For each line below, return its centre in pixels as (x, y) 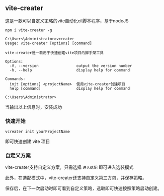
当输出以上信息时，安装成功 (34, 107)
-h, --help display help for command (70, 70)
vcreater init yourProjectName (38, 132)
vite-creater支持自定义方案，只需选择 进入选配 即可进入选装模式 (69, 167)
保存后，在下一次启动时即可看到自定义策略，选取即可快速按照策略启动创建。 (83, 189)
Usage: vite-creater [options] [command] (49, 43)
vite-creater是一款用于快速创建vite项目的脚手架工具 (54, 53)
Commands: (15, 79)
